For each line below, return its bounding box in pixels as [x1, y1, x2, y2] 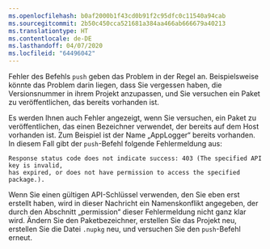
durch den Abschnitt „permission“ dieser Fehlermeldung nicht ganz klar [8, 207, 247, 217]
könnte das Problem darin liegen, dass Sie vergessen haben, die [8, 80, 222, 90]
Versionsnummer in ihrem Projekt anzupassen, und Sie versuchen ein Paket [8, 89, 260, 98]
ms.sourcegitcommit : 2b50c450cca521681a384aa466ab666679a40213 [8, 19, 226, 27]
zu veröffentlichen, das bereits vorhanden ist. [8, 98, 160, 107]
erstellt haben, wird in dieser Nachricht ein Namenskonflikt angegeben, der [8, 199, 259, 208]
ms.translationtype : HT [8, 27, 89, 35]
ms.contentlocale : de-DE [8, 34, 92, 43]
